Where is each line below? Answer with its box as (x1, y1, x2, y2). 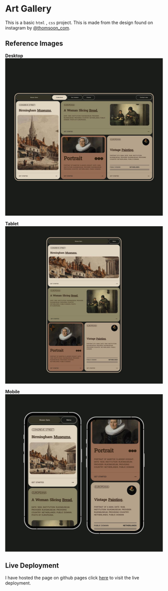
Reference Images (5, 39, 63, 48)
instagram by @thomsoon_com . (5, 24, 71, 30)
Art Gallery (5, 3, 51, 14)
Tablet (5, 220, 19, 226)
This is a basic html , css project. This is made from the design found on (5, 19, 153, 25)
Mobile (5, 388, 20, 395)
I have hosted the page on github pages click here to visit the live (5, 575, 139, 581)
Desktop (5, 52, 23, 58)
